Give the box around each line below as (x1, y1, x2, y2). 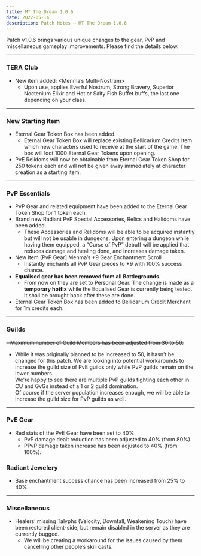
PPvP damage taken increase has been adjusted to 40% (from (23, 442, 178, 449)
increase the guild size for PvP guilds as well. (14, 395, 127, 402)
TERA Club (6, 64, 38, 72)
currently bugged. (14, 530, 60, 537)
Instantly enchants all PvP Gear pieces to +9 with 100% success (23, 260, 182, 268)
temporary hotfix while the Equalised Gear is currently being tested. (23, 285, 193, 293)
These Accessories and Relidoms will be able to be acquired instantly (23, 229, 195, 236)
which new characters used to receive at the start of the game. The (23, 143, 190, 150)
